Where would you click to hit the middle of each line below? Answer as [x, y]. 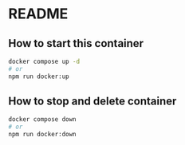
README [38, 14]
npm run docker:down [43, 135]
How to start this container [76, 43]
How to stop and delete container [92, 102]
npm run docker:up [39, 76]
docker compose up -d [44, 61]
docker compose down [43, 120]
